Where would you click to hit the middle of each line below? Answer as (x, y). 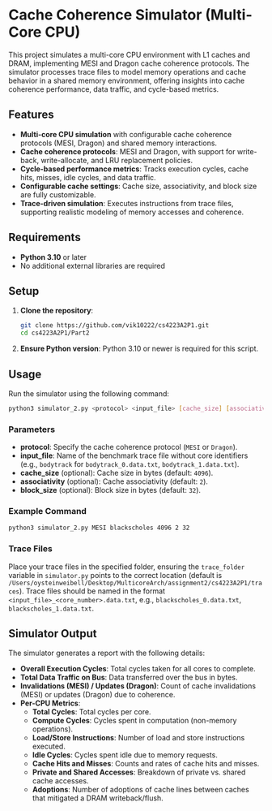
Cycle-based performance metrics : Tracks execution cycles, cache (134, 169)
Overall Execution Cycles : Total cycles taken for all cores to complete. (138, 669)
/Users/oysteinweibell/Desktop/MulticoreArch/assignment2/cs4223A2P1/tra (136, 583)
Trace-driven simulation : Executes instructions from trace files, (127, 203)
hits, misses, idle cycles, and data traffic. (88, 177)
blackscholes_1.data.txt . (51, 608)
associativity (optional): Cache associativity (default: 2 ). (114, 481)
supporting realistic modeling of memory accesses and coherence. (132, 212)
